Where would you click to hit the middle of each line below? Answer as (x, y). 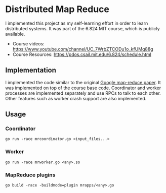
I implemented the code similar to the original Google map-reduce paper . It (83, 82)
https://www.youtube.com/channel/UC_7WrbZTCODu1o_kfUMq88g (83, 49)
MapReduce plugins (30, 175)
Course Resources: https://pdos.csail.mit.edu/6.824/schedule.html (82, 54)
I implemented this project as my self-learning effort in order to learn (77, 23)
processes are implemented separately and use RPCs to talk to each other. (83, 93)
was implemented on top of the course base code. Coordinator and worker (83, 88)
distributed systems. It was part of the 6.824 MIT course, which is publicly (83, 28)
